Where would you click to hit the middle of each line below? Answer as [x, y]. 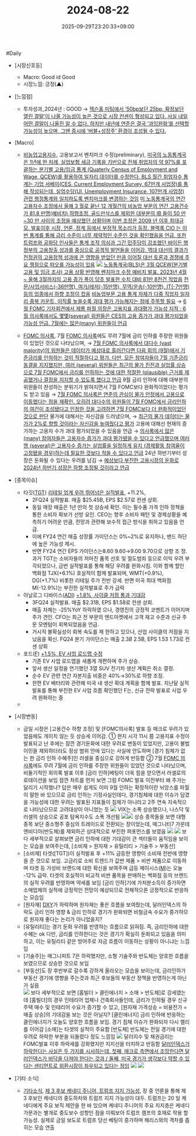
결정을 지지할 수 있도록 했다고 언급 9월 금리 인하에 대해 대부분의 [116, 379]
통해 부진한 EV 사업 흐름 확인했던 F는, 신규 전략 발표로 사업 [114, 690]
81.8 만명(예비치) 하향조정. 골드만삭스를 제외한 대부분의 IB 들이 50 [105, 213]
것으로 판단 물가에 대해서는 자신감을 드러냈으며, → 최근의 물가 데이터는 [103, 416]
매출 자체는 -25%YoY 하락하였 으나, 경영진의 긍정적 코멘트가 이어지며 [111, 610]
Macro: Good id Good [49, 77]
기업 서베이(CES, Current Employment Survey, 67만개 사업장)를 [108, 184]
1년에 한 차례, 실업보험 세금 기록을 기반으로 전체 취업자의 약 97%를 [105, 162]
